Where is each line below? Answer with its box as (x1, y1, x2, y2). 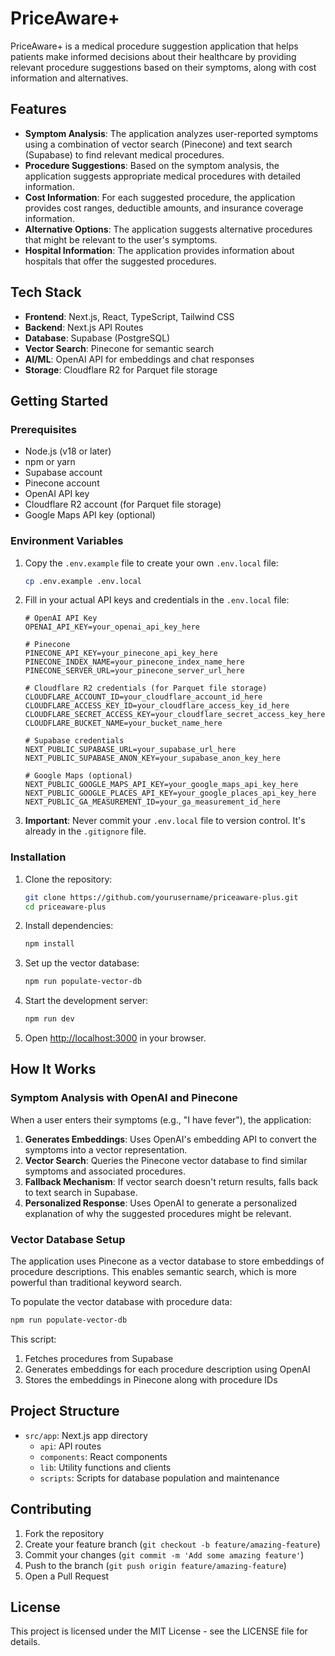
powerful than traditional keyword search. (10, 1277, 182, 1289)
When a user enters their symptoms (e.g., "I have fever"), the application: (10, 1113, 312, 1126)
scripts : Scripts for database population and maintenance (39, 1472, 280, 1484)
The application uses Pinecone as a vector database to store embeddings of (10, 1255, 325, 1267)
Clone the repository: (24, 873, 113, 885)
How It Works (10, 1061, 97, 1078)
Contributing (10, 1501, 92, 1518)
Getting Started (10, 392, 109, 409)
